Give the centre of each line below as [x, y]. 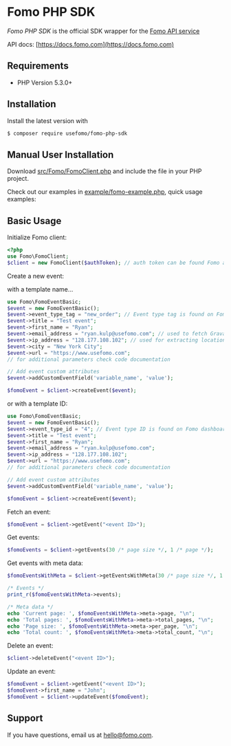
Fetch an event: [29, 512]
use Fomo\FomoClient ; [38, 256]
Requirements [38, 66]
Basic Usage [34, 221]
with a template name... [40, 289]
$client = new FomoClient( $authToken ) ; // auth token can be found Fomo [113, 263]
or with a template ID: [37, 404]
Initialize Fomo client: [37, 237]
